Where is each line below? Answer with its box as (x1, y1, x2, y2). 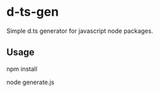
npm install (6, 64, 38, 72)
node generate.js (6, 78, 55, 86)
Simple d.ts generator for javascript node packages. (6, 27, 154, 35)
